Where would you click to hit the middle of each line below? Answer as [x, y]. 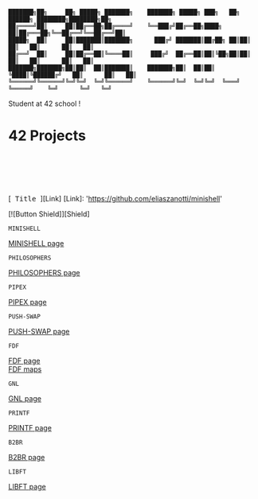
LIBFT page [27, 486]
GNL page [25, 398]
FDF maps [25, 369]
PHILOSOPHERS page [45, 272]
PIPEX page [27, 302]
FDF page [24, 361]
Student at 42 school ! [45, 103]
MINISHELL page [36, 243]
